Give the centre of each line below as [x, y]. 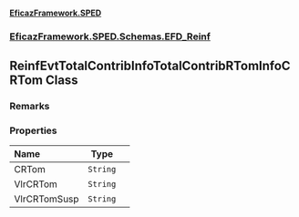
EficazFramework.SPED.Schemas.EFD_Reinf [110, 36]
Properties [33, 130]
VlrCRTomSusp [46, 199]
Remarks [30, 106]
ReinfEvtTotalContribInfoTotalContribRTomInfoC [150, 65]
